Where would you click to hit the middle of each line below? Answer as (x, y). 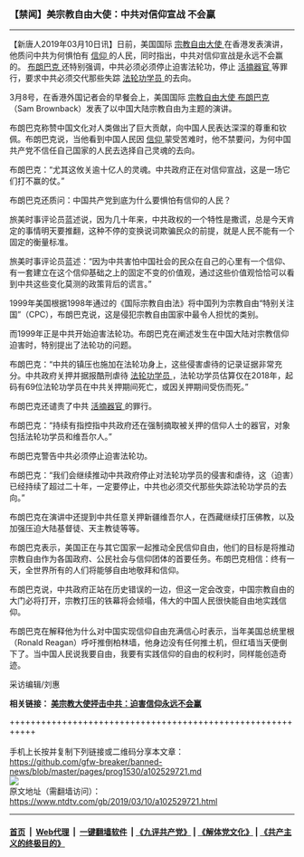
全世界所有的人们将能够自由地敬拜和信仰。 (104, 570)
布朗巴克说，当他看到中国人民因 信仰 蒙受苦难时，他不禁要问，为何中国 (158, 139)
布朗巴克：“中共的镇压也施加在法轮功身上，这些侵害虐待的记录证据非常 (142, 365)
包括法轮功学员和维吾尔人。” (61, 437)
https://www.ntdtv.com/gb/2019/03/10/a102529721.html (114, 802)
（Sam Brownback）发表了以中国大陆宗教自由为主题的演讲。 (123, 109)
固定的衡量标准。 (41, 243)
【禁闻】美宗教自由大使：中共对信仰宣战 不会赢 (112, 14)
